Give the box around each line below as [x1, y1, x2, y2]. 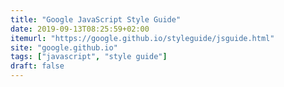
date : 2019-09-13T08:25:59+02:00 [10, 24, 150, 34]
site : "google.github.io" [10, 42, 118, 53]
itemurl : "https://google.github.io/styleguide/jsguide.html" [10, 33, 275, 43]
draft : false [10, 61, 65, 71]
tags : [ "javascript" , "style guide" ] [10, 52, 168, 62]
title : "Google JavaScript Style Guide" [10, 14, 182, 25]
